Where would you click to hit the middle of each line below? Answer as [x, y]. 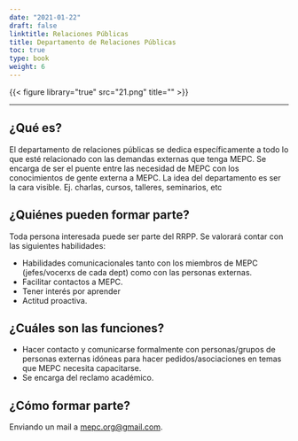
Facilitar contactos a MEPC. [72, 282]
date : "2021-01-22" [45, 17]
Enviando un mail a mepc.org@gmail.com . [86, 427]
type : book [29, 58]
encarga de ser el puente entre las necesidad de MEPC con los [124, 168]
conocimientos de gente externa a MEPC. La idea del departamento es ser [145, 177]
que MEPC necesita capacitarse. [82, 368]
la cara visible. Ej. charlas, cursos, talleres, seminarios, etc [116, 187]
